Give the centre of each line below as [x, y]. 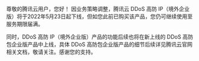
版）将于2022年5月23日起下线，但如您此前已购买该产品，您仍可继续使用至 [99, 16]
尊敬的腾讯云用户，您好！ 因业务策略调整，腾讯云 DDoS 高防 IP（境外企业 [98, 9]
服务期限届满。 [25, 24]
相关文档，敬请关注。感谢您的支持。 [51, 52]
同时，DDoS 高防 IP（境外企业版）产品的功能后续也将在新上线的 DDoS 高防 [100, 37]
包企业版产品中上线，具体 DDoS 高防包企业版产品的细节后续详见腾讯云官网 [99, 44]
